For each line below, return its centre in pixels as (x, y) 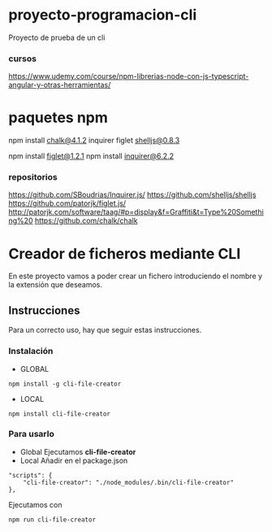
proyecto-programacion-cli (103, 15)
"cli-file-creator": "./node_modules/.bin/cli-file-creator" (128, 482)
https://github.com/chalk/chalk (86, 220)
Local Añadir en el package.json (74, 460)
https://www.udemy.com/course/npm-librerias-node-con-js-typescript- (129, 76)
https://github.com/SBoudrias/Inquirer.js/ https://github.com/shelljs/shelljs (132, 195)
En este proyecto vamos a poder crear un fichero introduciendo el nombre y (135, 276)
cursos (22, 59)
